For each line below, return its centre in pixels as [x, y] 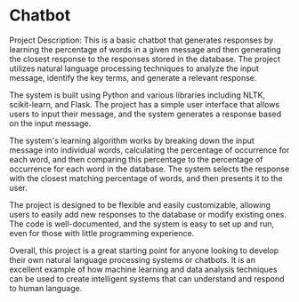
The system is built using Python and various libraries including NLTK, [137, 95]
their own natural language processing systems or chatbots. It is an [133, 259]
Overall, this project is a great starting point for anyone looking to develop [144, 250]
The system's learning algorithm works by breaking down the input [132, 140]
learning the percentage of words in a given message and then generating [145, 49]
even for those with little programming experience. [102, 233]
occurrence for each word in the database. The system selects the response [149, 169]
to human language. [46, 288]
